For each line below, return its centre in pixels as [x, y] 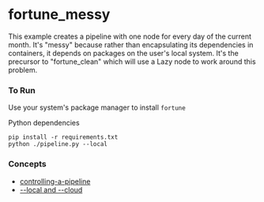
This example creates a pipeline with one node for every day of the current [130, 36]
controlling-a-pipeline [55, 181]
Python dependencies [44, 123]
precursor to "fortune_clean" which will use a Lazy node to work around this [132, 62]
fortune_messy [59, 15]
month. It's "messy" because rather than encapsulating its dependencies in [131, 44]
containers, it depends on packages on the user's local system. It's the [123, 53]
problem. [23, 69]
